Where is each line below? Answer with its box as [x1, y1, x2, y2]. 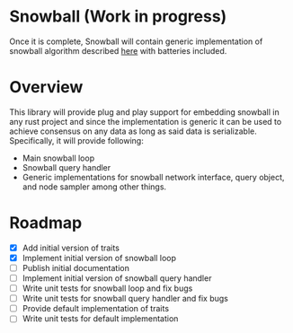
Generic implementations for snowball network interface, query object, [22, 171, 285, 182]
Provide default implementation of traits [22, 303, 169, 314]
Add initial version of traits [22, 242, 120, 253]
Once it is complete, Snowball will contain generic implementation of [9, 36, 263, 47]
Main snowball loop [22, 153, 95, 163]
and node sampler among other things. [22, 181, 167, 192]
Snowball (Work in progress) [9, 6, 227, 27]
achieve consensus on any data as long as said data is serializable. [9, 126, 258, 136]
